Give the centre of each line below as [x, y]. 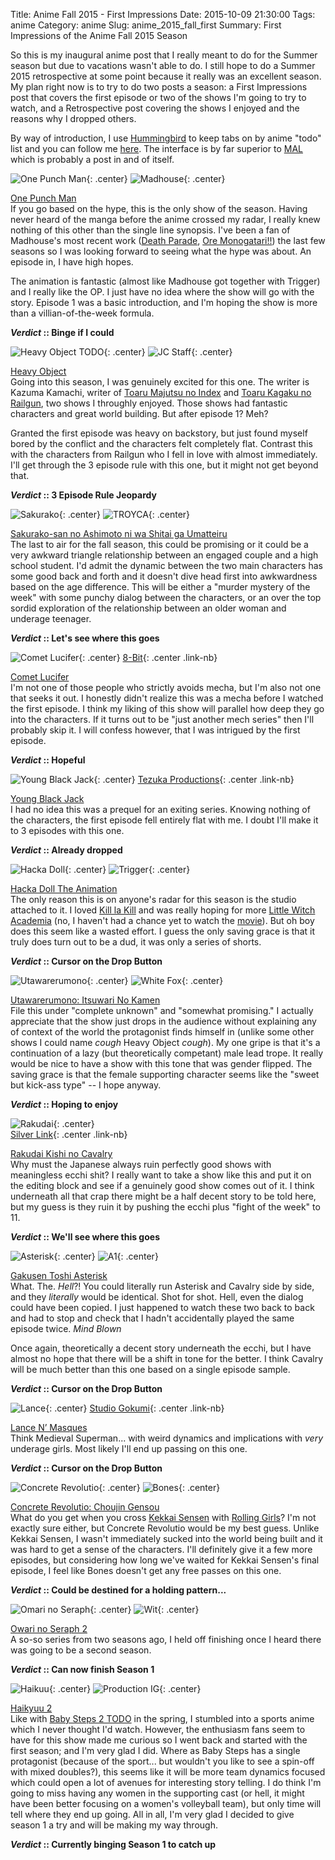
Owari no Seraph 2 [49, 1628]
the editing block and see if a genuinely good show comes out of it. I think [162, 1185]
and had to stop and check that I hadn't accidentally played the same [152, 1318]
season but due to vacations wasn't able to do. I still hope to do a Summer [163, 65]
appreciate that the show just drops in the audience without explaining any [163, 1021]
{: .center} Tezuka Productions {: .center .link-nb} [194, 779]
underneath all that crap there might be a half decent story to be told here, [163, 1196]
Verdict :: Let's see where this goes [85, 638]
